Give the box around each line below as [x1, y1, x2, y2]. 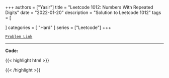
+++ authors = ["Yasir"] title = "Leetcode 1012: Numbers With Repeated [5, 4, 153, 10]
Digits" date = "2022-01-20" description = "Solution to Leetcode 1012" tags [5, 9, 161, 15]
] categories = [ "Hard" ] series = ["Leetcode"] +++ [5, 24, 112, 30]
